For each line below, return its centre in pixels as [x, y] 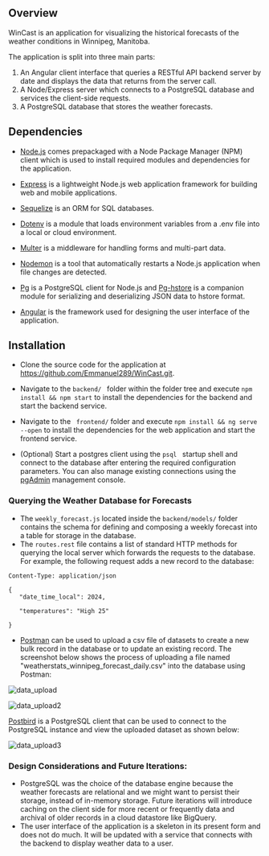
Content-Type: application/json [62, 576]
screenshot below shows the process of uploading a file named [125, 657]
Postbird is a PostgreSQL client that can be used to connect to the [118, 721]
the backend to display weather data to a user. [97, 843]
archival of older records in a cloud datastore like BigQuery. [118, 818]
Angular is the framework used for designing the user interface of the [135, 311]
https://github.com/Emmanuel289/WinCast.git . [97, 373]
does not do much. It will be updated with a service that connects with [136, 835]
